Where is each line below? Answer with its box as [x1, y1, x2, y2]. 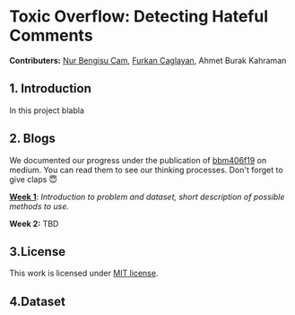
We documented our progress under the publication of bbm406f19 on [9, 154, 267, 165]
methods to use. [9, 200, 70, 212]
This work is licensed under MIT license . [9, 267, 159, 279]
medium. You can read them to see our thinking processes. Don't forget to [9, 164, 284, 175]
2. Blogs [9, 131, 56, 146]
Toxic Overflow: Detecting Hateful [9, 6, 269, 27]
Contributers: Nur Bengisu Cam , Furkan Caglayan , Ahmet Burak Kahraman [9, 55, 287, 66]
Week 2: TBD [9, 218, 59, 229]
